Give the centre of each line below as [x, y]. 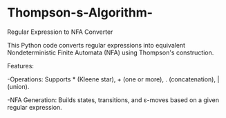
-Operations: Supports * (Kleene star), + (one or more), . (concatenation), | [113, 79]
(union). [18, 86]
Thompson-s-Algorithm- [80, 13]
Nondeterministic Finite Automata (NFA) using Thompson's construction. [111, 52]
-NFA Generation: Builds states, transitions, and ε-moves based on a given [113, 100]
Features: [21, 66]
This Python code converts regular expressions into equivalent [96, 45]
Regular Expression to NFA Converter [60, 32]
